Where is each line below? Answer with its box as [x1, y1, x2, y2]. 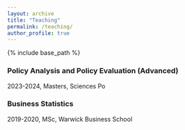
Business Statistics [7, 99, 74, 108]
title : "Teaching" [7, 17, 61, 24]
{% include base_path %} [7, 49, 81, 57]
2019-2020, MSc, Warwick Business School [7, 115, 133, 123]
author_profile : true [7, 29, 70, 37]
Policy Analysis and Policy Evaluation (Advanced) [7, 66, 179, 76]
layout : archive [7, 10, 54, 17]
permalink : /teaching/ [7, 23, 73, 30]
